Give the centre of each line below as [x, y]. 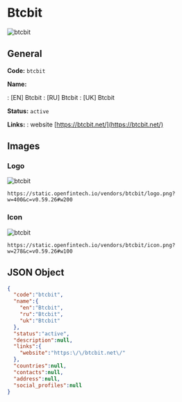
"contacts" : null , [39, 372]
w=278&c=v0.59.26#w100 [40, 251]
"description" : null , [43, 340]
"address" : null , [37, 379]
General [25, 54]
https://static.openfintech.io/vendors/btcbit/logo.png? [91, 194]
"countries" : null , [40, 366]
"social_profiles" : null [48, 385]
